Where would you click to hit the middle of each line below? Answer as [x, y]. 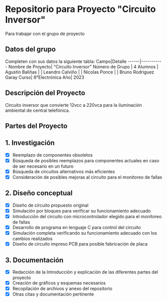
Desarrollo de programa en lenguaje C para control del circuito [77, 228]
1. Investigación [30, 143]
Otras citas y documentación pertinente [53, 294]
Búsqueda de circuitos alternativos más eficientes [64, 171]
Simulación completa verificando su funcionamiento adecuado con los [84, 233]
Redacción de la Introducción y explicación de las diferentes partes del [85, 272]
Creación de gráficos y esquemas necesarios [59, 283]
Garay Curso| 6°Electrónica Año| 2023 [45, 77]
